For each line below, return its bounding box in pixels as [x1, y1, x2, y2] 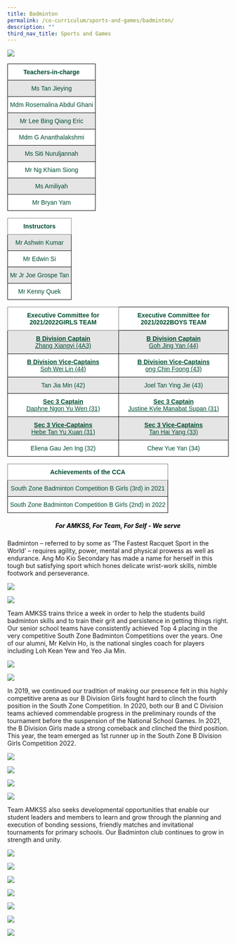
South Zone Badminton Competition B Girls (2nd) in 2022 [10, 501, 166, 509]
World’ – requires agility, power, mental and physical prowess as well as [7, 547, 214, 555]
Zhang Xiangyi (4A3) [34, 342, 91, 350]
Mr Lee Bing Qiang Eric [20, 117, 84, 125]
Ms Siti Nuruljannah [24, 149, 79, 158]
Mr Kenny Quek [18, 288, 61, 296]
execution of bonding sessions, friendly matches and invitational [7, 820, 194, 829]
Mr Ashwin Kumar [15, 239, 65, 247]
